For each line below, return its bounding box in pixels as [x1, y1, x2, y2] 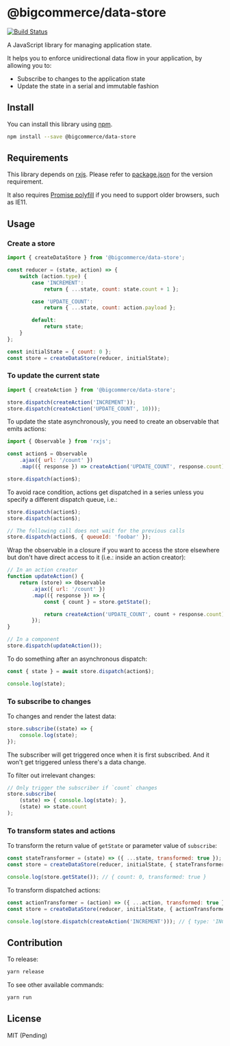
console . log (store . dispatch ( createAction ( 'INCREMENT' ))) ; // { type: [7, 918, 210, 925]
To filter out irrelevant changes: [7, 771, 96, 779]
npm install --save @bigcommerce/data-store [7, 133, 136, 140]
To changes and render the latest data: [7, 711, 116, 720]
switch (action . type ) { [19, 273, 88, 280]
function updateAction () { [7, 573, 84, 580]
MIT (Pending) [7, 1031, 48, 1039]
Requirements [7, 152, 68, 164]
